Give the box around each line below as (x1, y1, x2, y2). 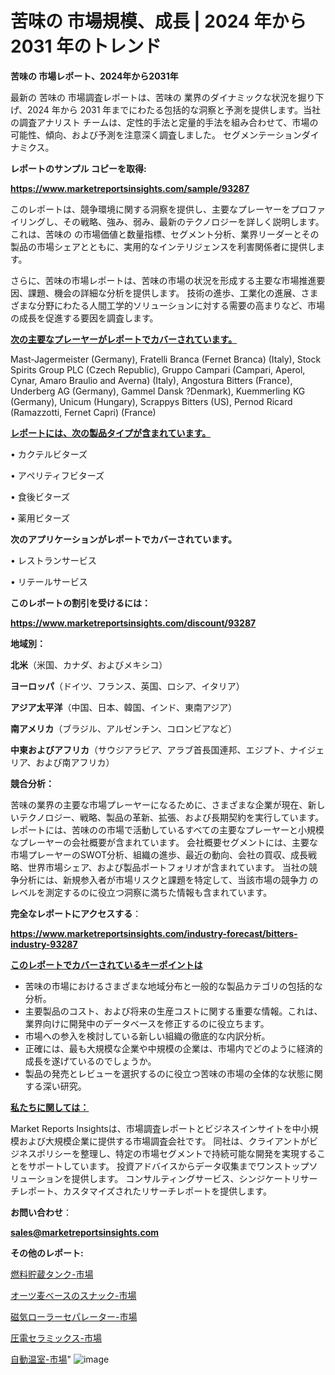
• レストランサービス (10, 554, 97, 566)
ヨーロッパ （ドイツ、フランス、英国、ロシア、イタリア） (10, 680, 245, 692)
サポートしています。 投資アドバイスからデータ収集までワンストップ (27, 1160, 310, 1172)
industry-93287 (10, 938, 78, 950)
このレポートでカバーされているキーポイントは (10, 958, 203, 971)
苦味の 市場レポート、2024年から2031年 (10, 70, 179, 82)
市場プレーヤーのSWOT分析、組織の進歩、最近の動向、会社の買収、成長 (10, 848, 309, 861)
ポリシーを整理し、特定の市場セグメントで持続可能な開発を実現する (36, 1147, 317, 1159)
